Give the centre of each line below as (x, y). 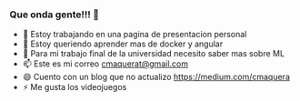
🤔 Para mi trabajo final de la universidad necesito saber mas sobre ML (153, 54)
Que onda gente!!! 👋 (55, 15)
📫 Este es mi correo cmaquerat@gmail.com (105, 64)
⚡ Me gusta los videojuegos (75, 87)
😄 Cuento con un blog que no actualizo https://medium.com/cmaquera (156, 77)
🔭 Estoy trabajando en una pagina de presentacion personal (135, 35)
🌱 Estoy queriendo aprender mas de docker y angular (123, 44)
